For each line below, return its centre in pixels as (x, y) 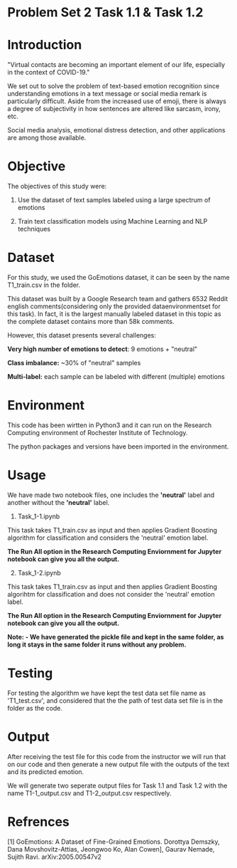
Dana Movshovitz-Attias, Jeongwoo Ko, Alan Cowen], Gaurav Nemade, (111, 849)
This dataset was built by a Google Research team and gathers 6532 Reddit (118, 299)
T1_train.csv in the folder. (44, 285)
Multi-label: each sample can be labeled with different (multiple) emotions (116, 377)
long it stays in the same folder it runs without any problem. (97, 644)
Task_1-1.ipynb (39, 516)
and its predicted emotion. (46, 772)
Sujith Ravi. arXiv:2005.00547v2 (54, 857)
